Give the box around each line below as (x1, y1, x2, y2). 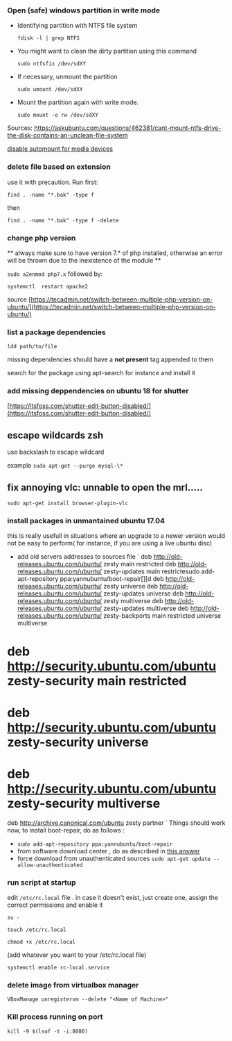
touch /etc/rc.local (7, 926, 67, 933)
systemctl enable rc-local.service (7, 965, 110, 972)
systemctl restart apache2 (7, 283, 89, 290)
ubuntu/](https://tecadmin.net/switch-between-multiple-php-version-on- (7, 302, 216, 311)
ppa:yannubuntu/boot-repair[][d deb (60, 575, 164, 583)
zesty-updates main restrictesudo (103, 567, 200, 575)
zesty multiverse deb (103, 597, 163, 605)
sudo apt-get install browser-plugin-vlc (7, 500, 129, 507)
